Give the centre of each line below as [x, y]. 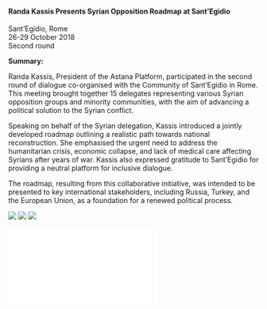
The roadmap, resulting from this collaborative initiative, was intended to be [132, 184]
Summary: [26, 61]
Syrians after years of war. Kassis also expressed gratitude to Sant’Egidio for [133, 160]
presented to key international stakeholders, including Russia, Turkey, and [129, 192]
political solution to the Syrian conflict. [71, 111]
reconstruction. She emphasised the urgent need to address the [113, 143]
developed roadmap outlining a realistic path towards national [109, 135]
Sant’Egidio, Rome [38, 29]
